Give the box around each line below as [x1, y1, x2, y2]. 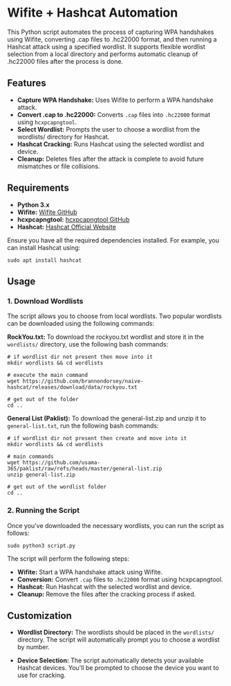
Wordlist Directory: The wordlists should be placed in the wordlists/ [17, 628, 214, 637]
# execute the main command [7, 372, 89, 379]
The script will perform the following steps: [7, 554, 130, 563]
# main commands [7, 453, 54, 460]
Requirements [7, 182, 69, 194]
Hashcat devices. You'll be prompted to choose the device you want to [17, 664, 219, 672]
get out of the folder [13, 396, 79, 403]
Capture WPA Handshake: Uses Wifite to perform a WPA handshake [17, 96, 214, 104]
